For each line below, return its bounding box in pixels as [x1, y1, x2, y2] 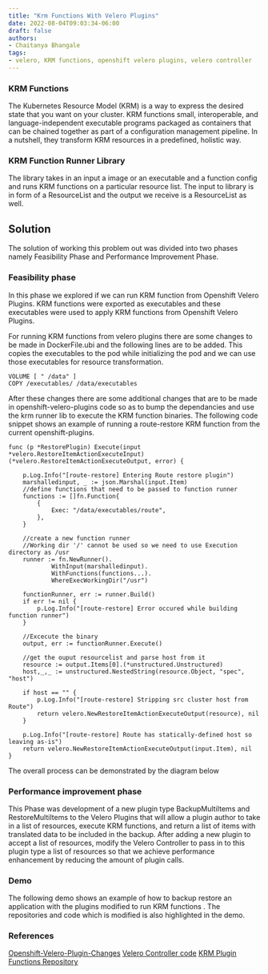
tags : [8, 49, 26, 57]
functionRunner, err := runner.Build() [22, 590, 156, 598]
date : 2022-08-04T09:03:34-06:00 [8, 19, 120, 27]
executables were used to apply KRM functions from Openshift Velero [8, 307, 238, 317]
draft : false [8, 26, 52, 34]
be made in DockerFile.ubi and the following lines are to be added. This [8, 340, 243, 350]
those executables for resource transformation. [8, 357, 164, 366]
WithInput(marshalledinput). [50, 562, 149, 570]
